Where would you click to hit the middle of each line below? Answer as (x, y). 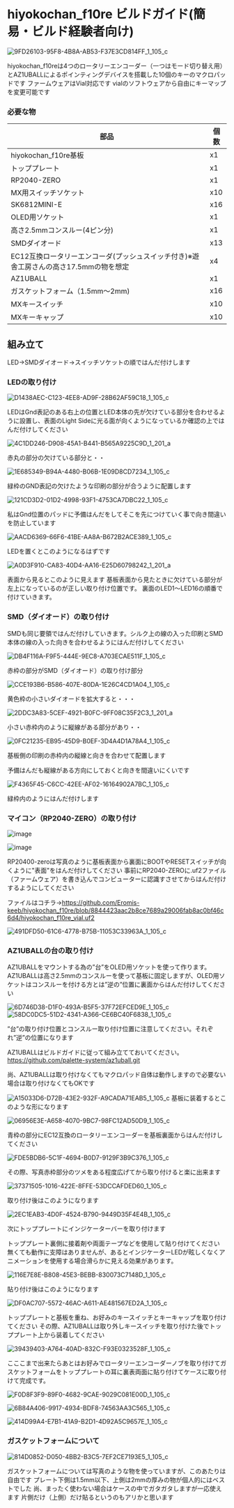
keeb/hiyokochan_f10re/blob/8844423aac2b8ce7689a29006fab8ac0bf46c (116, 910)
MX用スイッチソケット (48, 193)
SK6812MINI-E (37, 205)
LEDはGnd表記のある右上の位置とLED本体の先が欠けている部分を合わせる (113, 412)
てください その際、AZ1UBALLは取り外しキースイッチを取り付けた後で (109, 1326)
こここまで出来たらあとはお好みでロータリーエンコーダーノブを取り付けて (114, 1363)
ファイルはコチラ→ (35, 902)
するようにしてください (41, 887)
